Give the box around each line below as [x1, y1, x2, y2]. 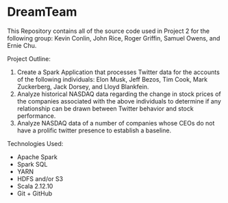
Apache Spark [16, 152, 58, 161]
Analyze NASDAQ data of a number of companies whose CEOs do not [16, 119, 215, 127]
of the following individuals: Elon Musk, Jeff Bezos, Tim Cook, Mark [16, 75, 208, 83]
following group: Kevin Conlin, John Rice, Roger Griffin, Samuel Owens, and [7, 34, 220, 42]
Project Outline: [7, 54, 51, 62]
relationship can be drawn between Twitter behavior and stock [16, 104, 194, 112]
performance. [16, 111, 56, 120]
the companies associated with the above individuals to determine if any [16, 97, 221, 105]
